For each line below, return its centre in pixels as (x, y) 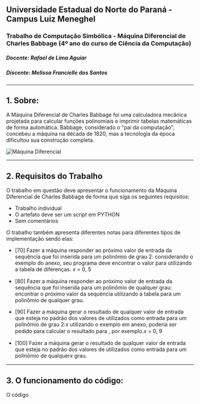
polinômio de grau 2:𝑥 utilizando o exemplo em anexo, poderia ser (96, 325)
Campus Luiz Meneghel (51, 19)
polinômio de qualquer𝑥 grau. (51, 356)
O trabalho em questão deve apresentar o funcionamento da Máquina (92, 191)
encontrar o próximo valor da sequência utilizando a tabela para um (98, 294)
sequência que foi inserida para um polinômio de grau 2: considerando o (104, 257)
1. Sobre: (23, 101)
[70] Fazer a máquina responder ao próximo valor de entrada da (93, 250)
